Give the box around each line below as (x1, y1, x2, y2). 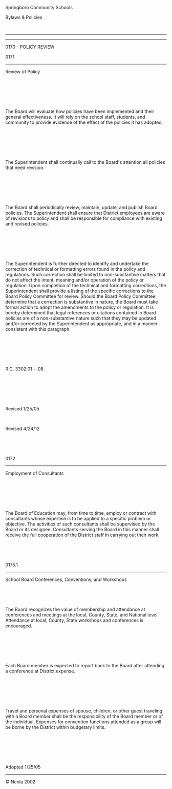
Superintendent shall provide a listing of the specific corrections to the (5, 288, 154, 294)
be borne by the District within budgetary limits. (5, 724, 106, 730)
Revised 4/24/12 (5, 426, 40, 431)
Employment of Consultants (5, 470, 64, 476)
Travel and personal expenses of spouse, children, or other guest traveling (5, 708, 163, 713)
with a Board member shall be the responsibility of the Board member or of (5, 713, 163, 719)
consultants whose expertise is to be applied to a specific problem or (5, 516, 151, 521)
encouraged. (5, 623, 32, 629)
